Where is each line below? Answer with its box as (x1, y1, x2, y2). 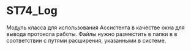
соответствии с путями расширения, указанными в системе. (6, 37, 167, 44)
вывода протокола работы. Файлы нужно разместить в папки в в (6, 30, 178, 37)
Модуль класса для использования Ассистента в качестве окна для (6, 24, 185, 31)
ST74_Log (6, 4, 58, 18)
